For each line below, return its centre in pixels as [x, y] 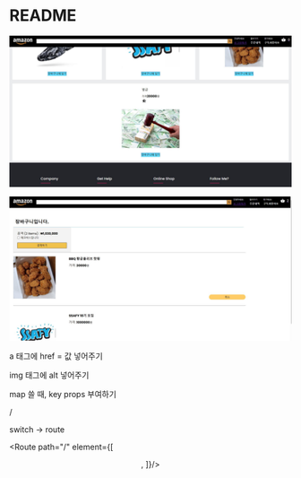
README [43, 16]
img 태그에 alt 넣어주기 [49, 375]
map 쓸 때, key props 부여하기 [63, 394]
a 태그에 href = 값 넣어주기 [56, 356]
